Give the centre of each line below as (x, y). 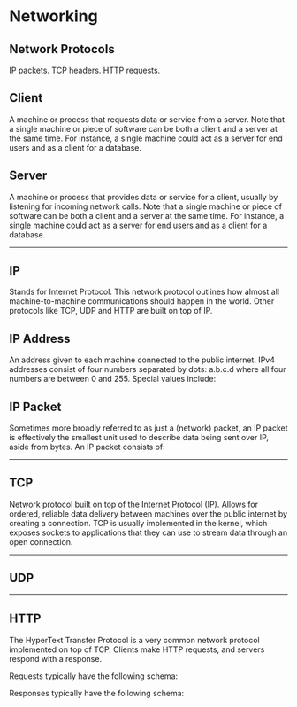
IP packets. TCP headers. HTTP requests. (85, 70)
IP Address (40, 338)
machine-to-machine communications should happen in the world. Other (142, 301)
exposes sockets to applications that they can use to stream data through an (148, 532)
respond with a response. (56, 658)
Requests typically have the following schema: (94, 676)
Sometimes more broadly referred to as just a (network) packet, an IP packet (149, 428)
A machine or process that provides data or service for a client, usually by (144, 197)
